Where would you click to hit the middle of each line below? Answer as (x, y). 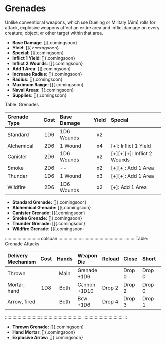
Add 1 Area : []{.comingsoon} (41, 69)
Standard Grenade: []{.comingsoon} (49, 202)
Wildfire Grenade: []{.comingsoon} (48, 229)
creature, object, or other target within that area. (54, 33)
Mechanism (22, 262)
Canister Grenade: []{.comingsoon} (49, 213)
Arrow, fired (21, 301)
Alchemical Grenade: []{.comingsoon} (52, 207)
